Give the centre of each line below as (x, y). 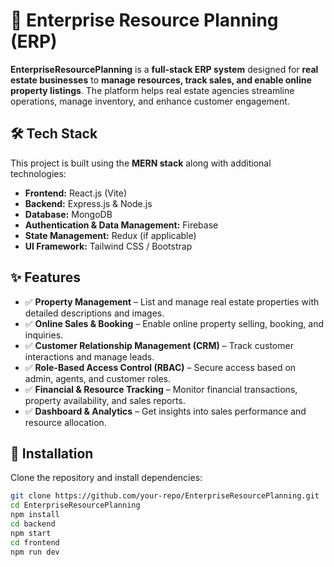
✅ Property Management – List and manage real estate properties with (172, 301)
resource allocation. (65, 422)
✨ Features (45, 277)
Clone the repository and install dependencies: (106, 478)
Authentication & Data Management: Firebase (121, 225)
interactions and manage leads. (89, 356)
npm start (31, 533)
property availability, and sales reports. (105, 400)
